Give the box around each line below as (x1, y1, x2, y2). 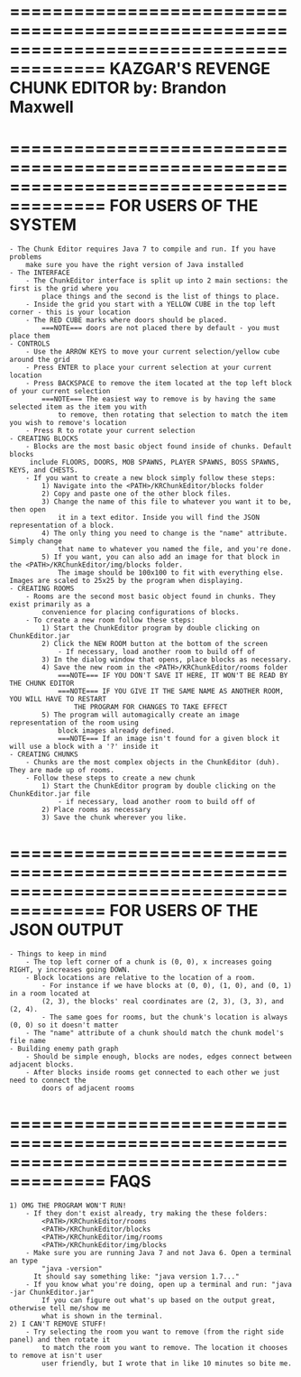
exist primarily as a (9, 600, 91, 609)
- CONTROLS (9, 339, 50, 348)
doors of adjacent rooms (41, 1084, 135, 1093)
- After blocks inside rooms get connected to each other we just (25, 1068, 280, 1077)
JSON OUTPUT (9, 920, 124, 940)
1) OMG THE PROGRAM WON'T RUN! (9, 1201, 127, 1210)
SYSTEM (9, 215, 77, 236)
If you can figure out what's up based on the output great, (41, 1296, 277, 1305)
